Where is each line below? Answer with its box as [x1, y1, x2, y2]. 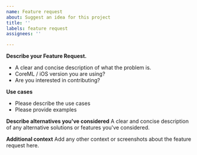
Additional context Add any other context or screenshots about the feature [6, 135, 192, 143]
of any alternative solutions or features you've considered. [6, 124, 150, 131]
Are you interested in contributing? [14, 77, 100, 84]
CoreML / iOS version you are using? [14, 70, 106, 77]
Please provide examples [14, 106, 77, 113]
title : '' [6, 20, 31, 26]
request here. [6, 142, 39, 149]
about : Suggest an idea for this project [6, 14, 111, 20]
